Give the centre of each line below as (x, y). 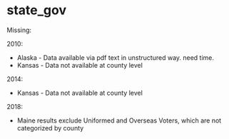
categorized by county (50, 128)
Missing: (19, 30)
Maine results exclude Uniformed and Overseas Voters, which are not (119, 120)
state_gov (37, 10)
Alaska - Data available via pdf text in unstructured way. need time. (116, 57)
